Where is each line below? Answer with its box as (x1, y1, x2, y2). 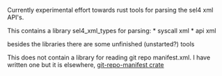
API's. (7, 13, 24, 21)
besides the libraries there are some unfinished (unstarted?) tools (7, 40, 195, 48)
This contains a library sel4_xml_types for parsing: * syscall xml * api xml (7, 27, 216, 35)
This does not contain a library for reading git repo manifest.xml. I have (7, 53, 211, 61)
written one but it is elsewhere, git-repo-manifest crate (7, 61, 165, 68)
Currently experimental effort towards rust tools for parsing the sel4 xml (7, 6, 214, 14)
